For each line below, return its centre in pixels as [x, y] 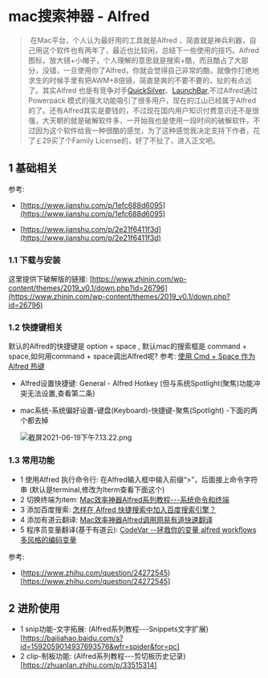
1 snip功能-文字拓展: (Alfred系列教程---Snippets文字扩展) [114, 629]
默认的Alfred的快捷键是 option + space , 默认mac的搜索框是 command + [128, 347]
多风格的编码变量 [48, 539]
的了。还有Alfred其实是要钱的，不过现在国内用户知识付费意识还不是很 [143, 110]
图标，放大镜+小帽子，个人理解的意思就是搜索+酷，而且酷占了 [131, 60]
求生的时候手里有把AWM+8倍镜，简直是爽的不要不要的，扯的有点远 [140, 80]
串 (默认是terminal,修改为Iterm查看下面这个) [92, 489]
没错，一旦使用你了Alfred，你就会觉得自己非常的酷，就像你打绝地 [150, 70]
